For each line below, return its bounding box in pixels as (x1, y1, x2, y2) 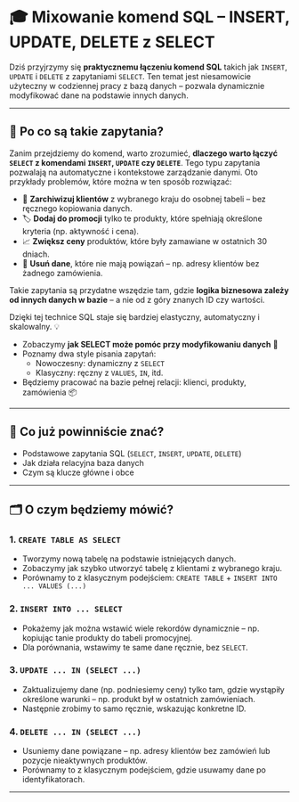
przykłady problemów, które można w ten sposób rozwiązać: (9, 176, 232, 187)
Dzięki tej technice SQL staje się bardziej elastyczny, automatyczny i (9, 311, 260, 322)
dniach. (21, 249, 51, 259)
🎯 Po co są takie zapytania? (9, 124, 165, 139)
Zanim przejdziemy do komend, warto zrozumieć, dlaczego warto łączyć (9, 148, 279, 159)
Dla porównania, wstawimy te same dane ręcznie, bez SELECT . (21, 642, 249, 652)
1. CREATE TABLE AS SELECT (9, 533, 122, 545)
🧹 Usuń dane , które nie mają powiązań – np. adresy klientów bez (21, 258, 260, 268)
